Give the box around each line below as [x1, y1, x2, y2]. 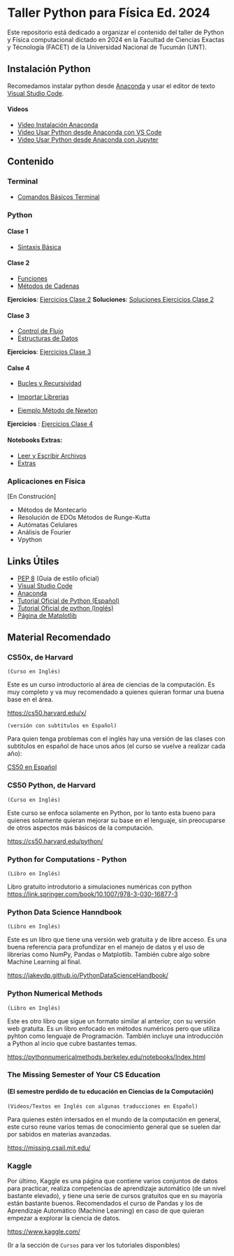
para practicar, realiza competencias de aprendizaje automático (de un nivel [7, 1184, 226, 1192]
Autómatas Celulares [17, 520, 78, 529]
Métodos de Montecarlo [17, 505, 87, 514]
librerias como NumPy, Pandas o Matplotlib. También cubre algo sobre [7, 950, 210, 958]
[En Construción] [7, 492, 57, 500]
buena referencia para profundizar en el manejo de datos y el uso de [7, 943, 205, 951]
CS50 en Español [7, 763, 57, 771]
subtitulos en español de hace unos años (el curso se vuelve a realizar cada [7, 742, 226, 750]
